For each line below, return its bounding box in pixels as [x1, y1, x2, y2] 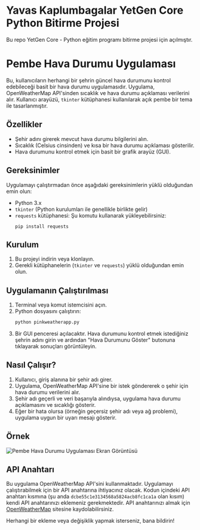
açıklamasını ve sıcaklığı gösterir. [14, 401, 96, 408]
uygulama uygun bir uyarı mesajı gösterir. [14, 413, 117, 421]
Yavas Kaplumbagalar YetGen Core [6, 4, 184, 17]
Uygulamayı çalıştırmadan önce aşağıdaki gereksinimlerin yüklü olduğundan [6, 181, 193, 188]
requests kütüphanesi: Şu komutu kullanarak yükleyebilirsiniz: [14, 212, 167, 219]
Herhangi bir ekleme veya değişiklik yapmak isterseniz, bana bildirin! [6, 517, 175, 525]
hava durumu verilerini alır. [14, 388, 81, 396]
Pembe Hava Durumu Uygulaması [6, 57, 176, 71]
